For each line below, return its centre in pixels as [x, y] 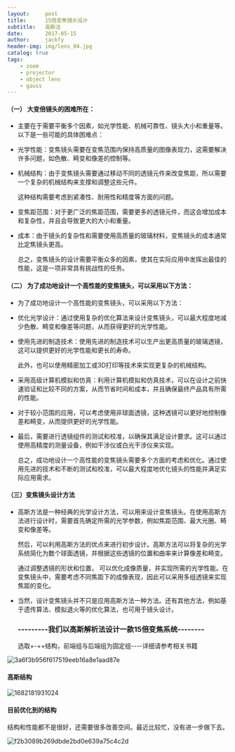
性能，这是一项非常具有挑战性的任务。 [73, 268]
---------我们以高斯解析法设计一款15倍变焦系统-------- [111, 629]
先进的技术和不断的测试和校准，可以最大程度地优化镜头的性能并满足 [122, 469]
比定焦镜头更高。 [42, 245]
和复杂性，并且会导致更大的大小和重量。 [76, 221]
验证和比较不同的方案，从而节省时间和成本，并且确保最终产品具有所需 [125, 389]
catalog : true [28, 53]
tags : [15, 60]
